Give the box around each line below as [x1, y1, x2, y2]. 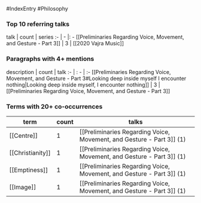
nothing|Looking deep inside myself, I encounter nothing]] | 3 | [6, 81, 160, 88]
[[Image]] [9, 183, 36, 191]
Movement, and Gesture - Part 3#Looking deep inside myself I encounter [6, 75, 187, 82]
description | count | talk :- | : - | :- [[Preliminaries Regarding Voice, [6, 68, 171, 75]
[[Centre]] [9, 131, 38, 140]
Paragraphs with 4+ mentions [6, 55, 95, 63]
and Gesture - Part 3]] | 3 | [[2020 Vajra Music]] [6, 40, 124, 47]
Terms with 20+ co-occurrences [6, 102, 103, 110]
